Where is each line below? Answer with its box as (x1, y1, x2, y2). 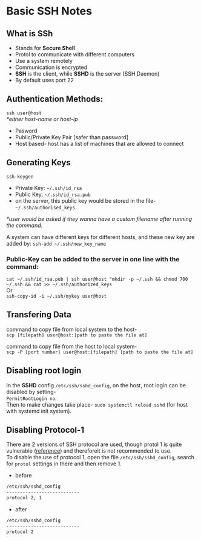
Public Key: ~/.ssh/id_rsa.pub (15, 191, 91, 198)
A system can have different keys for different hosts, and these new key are (6, 233, 195, 240)
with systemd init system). (6, 407, 71, 415)
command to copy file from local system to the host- (6, 326, 137, 333)
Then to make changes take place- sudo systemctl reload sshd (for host (6, 401, 188, 408)
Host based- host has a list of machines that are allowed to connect (15, 140, 184, 147)
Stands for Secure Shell (15, 44, 76, 51)
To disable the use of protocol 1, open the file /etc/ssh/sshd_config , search (6, 454, 195, 461)
